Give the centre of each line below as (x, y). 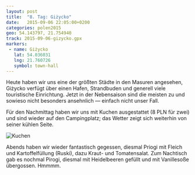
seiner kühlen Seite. (30, 125)
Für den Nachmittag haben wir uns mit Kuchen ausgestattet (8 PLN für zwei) (98, 112)
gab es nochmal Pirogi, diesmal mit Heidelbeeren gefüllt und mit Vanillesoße (98, 160)
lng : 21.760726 (32, 60)
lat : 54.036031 (32, 55)
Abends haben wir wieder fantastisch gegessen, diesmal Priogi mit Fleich (94, 147)
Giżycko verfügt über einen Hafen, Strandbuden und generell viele (86, 89)
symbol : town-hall (36, 66)
